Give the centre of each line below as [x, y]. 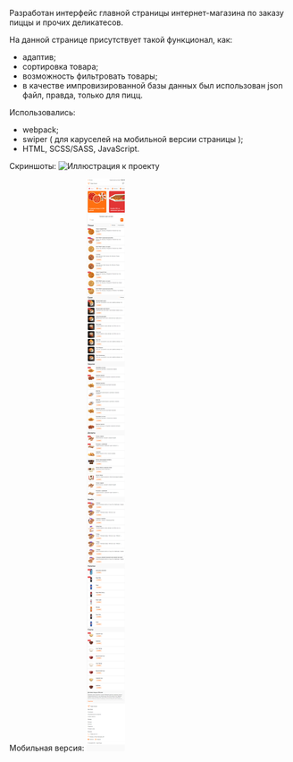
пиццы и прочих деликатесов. [66, 22]
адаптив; [39, 57]
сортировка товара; [60, 67]
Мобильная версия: [47, 748]
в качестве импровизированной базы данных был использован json [152, 85]
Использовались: [42, 112]
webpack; [41, 130]
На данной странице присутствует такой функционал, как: [121, 40]
